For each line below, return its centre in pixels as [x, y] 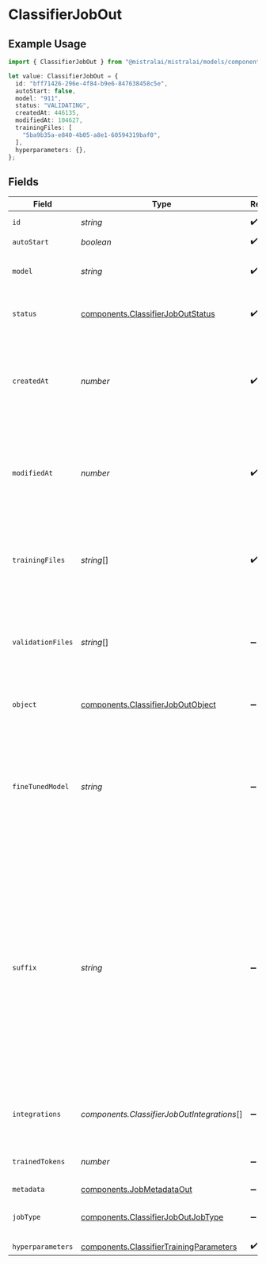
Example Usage [47, 44]
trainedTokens [39, 1162]
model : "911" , [38, 98]
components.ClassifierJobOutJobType [152, 1217]
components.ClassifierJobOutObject [148, 704]
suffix [25, 968]
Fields [24, 182]
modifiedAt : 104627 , [49, 120]
